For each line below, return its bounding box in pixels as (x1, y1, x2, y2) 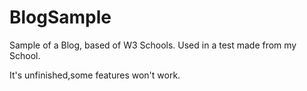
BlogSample (9, 6, 112, 29)
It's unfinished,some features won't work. (9, 69, 181, 81)
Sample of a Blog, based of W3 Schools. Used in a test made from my (9, 39, 297, 51)
